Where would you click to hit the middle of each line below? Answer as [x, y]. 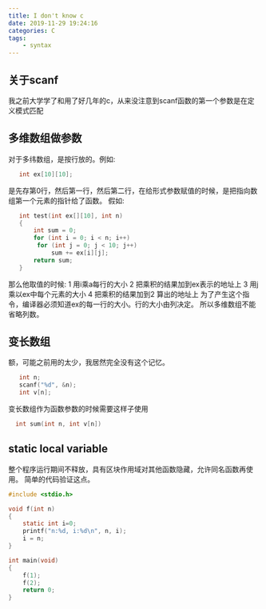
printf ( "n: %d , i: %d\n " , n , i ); [75, 531]
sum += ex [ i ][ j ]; [80, 253]
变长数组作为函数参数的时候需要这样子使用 [78, 409]
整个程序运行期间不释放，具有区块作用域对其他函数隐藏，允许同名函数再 [127, 469]
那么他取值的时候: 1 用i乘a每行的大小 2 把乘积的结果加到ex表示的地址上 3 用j [133, 284]
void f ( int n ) [32, 509]
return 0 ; [39, 590]
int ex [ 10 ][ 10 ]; [46, 174]
